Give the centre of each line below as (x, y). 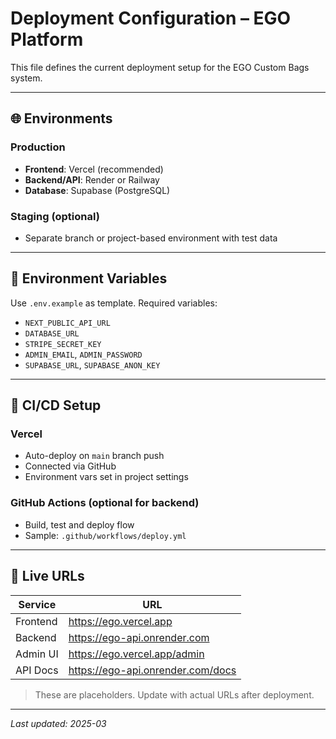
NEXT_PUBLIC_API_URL (67, 323)
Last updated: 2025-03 (58, 723)
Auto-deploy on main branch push (94, 456)
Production (38, 147)
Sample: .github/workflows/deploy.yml (105, 535)
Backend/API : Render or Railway (92, 179)
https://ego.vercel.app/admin (136, 654)
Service (37, 604)
